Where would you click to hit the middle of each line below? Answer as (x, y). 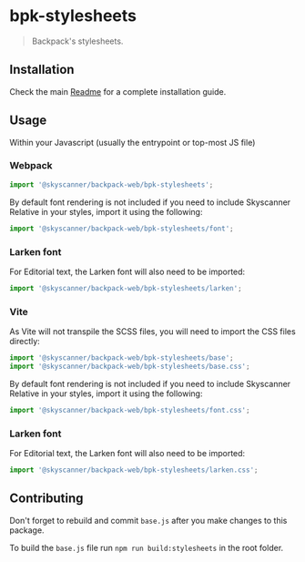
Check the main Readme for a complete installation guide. (118, 91)
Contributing (46, 499)
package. (27, 530)
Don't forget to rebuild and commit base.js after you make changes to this (148, 520)
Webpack (31, 166)
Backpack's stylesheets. (77, 41)
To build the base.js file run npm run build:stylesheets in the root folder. (147, 547)
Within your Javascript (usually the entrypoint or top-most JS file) (132, 142)
